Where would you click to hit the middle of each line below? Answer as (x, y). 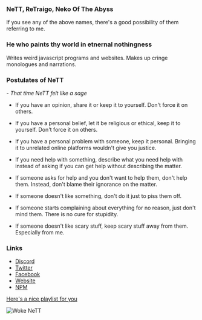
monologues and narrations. (41, 64)
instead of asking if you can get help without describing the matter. (99, 166)
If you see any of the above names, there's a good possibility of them (93, 22)
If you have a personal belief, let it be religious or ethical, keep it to (98, 123)
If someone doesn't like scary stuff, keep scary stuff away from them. (102, 226)
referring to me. (26, 29)
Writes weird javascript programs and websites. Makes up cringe (87, 58)
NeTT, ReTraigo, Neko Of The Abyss (60, 9)
